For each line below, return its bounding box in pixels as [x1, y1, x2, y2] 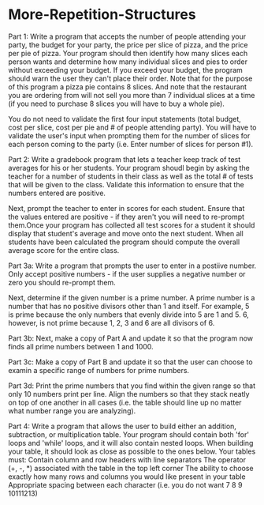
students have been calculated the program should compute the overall [8, 237, 240, 247]
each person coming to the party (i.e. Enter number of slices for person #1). [8, 139, 254, 149]
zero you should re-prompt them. [8, 277, 116, 287]
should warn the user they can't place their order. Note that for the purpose [8, 73, 253, 83]
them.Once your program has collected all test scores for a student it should [8, 220, 255, 230]
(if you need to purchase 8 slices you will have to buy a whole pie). [8, 99, 225, 108]
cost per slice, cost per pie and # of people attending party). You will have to [8, 122, 258, 132]
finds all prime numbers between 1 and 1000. [8, 341, 154, 351]
